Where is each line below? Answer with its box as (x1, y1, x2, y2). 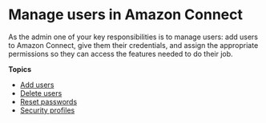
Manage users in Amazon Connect (8, 6, 243, 24)
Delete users (19, 88, 62, 97)
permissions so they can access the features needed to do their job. (8, 49, 234, 58)
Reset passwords (19, 97, 78, 106)
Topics (8, 64, 32, 73)
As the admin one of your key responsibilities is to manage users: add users (8, 32, 259, 42)
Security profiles (19, 105, 75, 115)
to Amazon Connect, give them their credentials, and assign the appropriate (8, 40, 259, 50)
